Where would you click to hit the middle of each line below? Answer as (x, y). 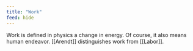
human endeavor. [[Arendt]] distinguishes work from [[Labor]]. (85, 41)
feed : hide (20, 18)
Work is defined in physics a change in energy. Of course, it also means (96, 35)
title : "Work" (24, 12)
